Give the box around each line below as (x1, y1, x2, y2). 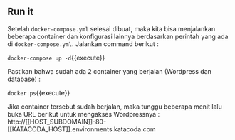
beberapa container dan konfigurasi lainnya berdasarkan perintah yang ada (7, 32, 229, 41)
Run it (7, 6, 34, 18)
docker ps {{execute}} (7, 88, 70, 97)
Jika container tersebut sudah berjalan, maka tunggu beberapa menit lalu (7, 102, 222, 111)
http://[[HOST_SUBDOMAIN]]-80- (7, 117, 107, 126)
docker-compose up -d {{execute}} (7, 53, 105, 62)
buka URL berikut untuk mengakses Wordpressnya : (7, 109, 160, 118)
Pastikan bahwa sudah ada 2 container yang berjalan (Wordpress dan (7, 67, 212, 75)
